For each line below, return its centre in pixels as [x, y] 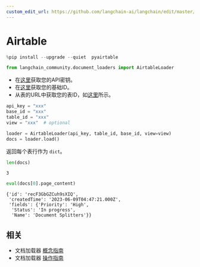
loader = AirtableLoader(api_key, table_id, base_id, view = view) [89, 133]
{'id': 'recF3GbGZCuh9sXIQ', [42, 194]
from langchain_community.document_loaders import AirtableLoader [90, 68]
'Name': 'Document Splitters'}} [52, 215]
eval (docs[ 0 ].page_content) [41, 184]
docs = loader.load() [33, 139]
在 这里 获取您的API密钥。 [45, 80]
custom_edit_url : [28, 12]
